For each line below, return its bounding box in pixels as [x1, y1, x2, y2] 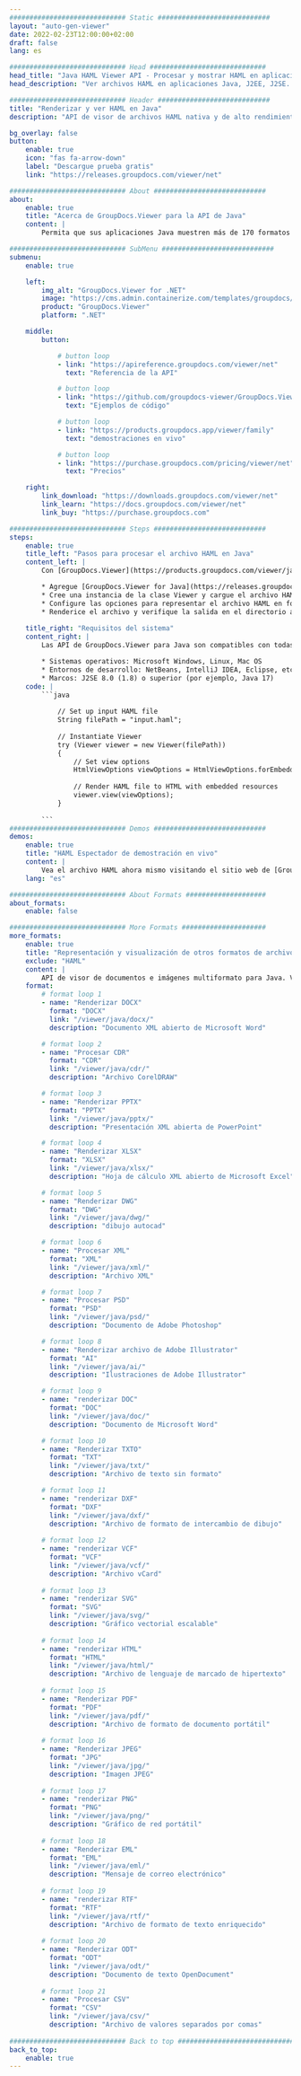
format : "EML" [48, 1853, 102, 1862]
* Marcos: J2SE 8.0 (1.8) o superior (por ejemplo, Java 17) [41, 673, 275, 682]
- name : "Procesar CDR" [41, 1048, 130, 1057]
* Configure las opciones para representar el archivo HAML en [41, 599, 282, 608]
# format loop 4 [41, 1139, 102, 1148]
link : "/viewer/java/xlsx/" [48, 1164, 154, 1173]
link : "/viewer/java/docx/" [48, 1015, 154, 1024]
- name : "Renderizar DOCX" [41, 998, 142, 1007]
